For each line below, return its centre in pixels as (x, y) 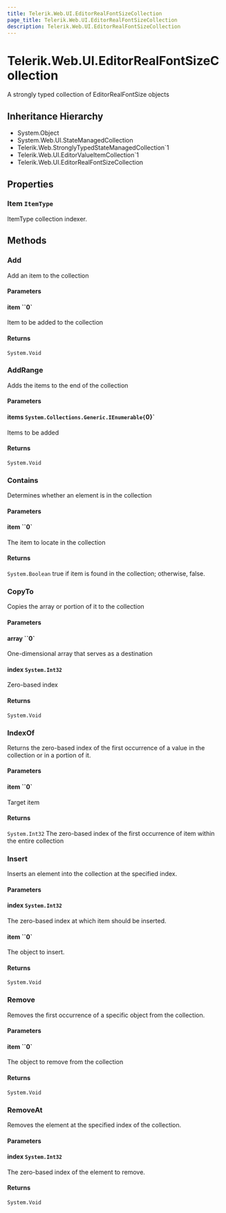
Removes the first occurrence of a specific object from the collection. (106, 1015)
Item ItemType (30, 203)
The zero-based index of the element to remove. (76, 1172)
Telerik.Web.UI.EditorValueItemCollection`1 (78, 155)
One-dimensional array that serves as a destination (80, 654)
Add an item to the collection (48, 275)
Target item (23, 802)
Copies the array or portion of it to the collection (76, 607)
